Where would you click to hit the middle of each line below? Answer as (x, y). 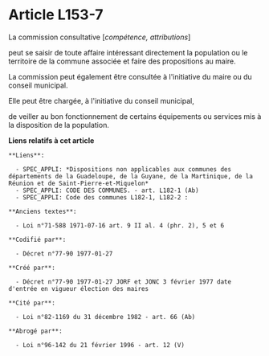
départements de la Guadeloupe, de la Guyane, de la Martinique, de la (130, 176)
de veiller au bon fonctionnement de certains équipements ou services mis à (135, 116)
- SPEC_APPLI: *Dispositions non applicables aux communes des (123, 169)
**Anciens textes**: (43, 211)
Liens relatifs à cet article (51, 140)
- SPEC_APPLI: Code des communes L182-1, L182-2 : (102, 197)
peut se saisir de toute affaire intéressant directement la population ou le (128, 52)
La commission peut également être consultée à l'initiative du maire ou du (130, 76)
